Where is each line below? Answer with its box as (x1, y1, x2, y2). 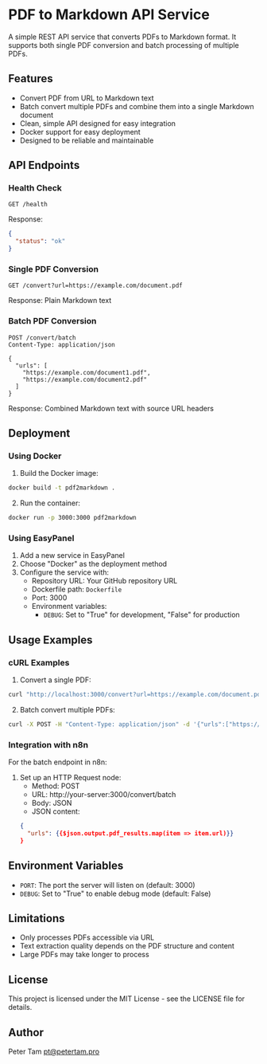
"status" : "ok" (15, 238, 66, 245)
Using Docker (8, 450, 62, 461)
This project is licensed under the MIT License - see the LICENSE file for (8, 994, 245, 1003)
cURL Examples (8, 657, 70, 668)
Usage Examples (8, 633, 93, 646)
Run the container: (19, 498, 81, 508)
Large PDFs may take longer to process (19, 950, 149, 960)
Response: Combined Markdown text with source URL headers (8, 403, 215, 413)
